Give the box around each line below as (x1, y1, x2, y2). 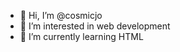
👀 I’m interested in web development (19, 20, 171, 32)
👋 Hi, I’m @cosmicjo (19, 10, 103, 21)
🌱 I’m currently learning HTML (19, 31, 144, 42)
